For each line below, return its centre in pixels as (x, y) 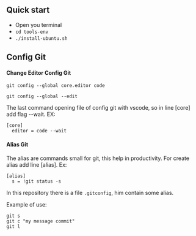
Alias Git (17, 144)
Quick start (28, 10)
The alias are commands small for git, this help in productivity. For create (98, 158)
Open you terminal (38, 25)
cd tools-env (32, 32)
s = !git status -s (37, 181)
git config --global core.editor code (56, 86)
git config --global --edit (42, 97)
